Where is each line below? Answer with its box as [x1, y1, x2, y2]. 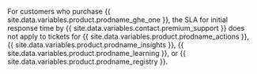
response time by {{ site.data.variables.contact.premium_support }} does [7, 24, 245, 32]
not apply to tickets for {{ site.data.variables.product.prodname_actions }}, [7, 31, 250, 41]
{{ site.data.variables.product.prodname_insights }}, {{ [7, 40, 184, 50]
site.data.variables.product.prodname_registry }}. [7, 57, 168, 66]
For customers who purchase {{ [7, 7, 111, 16]
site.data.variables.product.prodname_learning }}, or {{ [7, 49, 187, 57]
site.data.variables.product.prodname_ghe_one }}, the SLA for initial [7, 15, 229, 24]
